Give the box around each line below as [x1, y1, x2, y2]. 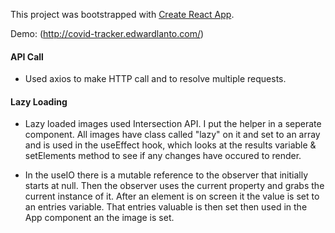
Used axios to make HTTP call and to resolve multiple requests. [24, 73, 287, 85]
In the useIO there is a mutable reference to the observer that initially [24, 169, 308, 181]
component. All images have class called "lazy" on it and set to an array [24, 129, 321, 141]
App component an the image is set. [24, 212, 175, 224]
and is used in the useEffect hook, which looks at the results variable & [24, 139, 317, 151]
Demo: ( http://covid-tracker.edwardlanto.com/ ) [10, 28, 205, 39]
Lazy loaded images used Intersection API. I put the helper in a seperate [24, 118, 322, 130]
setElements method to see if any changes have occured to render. [24, 150, 302, 162]
